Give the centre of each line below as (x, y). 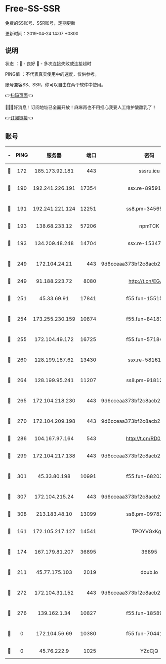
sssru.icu (149, 170)
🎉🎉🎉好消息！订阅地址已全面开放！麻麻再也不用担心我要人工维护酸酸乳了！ (81, 107)
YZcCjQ (149, 651)
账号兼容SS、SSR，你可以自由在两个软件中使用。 (55, 84)
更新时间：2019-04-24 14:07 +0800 (42, 33)
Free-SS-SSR (33, 9)
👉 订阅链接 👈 (19, 117)
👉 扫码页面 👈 (19, 95)
